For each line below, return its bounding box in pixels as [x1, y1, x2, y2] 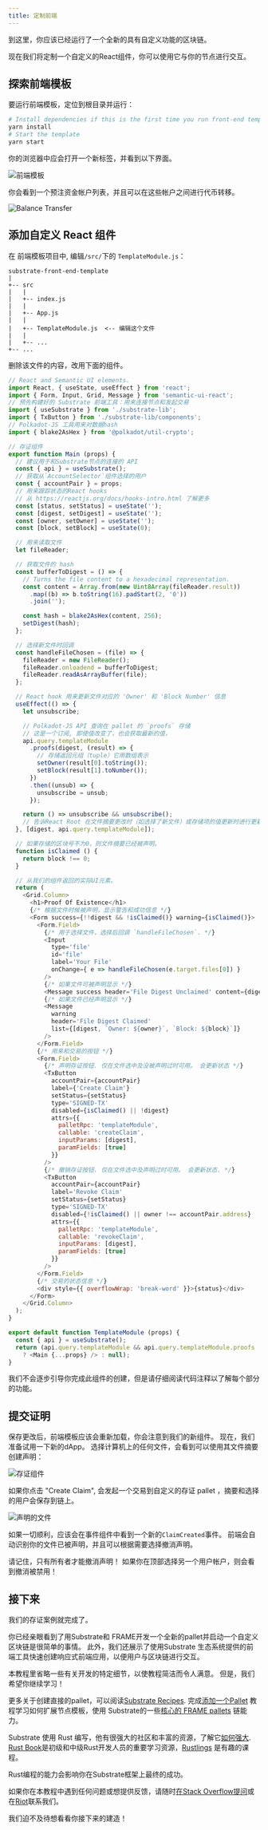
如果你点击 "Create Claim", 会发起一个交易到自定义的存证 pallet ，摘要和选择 [8, 1486, 259, 1496]
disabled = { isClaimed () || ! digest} [50, 1106, 170, 1114]
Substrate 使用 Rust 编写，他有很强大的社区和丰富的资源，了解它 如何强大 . [8, 1733, 251, 1742]
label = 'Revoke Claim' [50, 1188, 124, 1196]
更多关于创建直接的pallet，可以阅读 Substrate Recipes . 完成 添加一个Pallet [8, 1696, 249, 1705]
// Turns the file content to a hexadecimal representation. [22, 575, 230, 583]
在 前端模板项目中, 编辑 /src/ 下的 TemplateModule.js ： [8, 251, 186, 260]
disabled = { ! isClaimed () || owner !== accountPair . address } [50, 1210, 251, 1218]
